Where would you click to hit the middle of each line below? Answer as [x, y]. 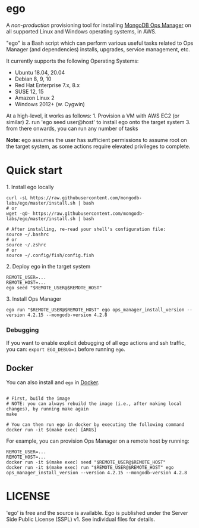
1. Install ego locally [30, 187]
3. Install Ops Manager [34, 299]
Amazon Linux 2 [34, 98]
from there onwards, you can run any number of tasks [72, 128]
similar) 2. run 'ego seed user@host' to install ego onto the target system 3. [99, 122]
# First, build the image [38, 399]
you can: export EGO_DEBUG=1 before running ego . [66, 349]
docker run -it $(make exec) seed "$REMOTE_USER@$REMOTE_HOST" [86, 462]
